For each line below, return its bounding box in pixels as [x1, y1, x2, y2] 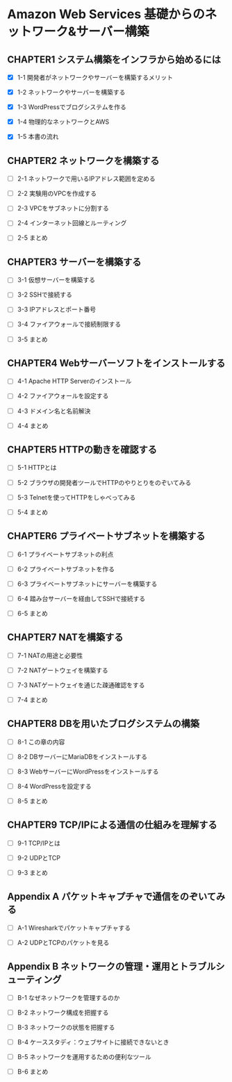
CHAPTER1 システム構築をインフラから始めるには [7, 54, 221, 65]
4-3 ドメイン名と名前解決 [17, 407, 91, 415]
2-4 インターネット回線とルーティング [17, 219, 127, 227]
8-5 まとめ [17, 796, 49, 805]
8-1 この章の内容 [17, 737, 65, 746]
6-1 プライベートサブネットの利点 [17, 550, 114, 558]
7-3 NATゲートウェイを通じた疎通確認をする [17, 680, 145, 689]
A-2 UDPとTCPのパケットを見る [17, 938, 110, 946]
